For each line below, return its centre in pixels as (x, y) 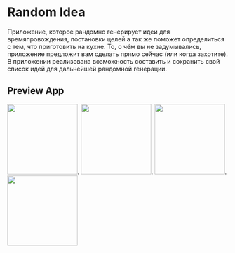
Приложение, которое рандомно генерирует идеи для (89, 32)
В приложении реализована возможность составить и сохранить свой (114, 61)
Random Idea (46, 12)
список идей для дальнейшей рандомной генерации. (87, 69)
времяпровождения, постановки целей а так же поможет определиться (116, 39)
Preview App (36, 91)
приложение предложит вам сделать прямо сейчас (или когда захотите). (117, 54)
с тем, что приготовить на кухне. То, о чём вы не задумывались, (105, 46)
